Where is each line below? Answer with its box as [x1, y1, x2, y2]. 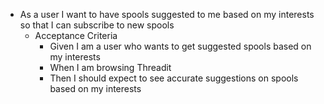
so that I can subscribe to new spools [19, 19, 175, 31]
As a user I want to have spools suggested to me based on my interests [19, 9, 315, 20]
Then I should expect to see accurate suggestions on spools [49, 72, 299, 84]
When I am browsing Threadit [49, 62, 172, 73]
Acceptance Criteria [34, 30, 118, 41]
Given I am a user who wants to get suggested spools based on [49, 40, 312, 52]
